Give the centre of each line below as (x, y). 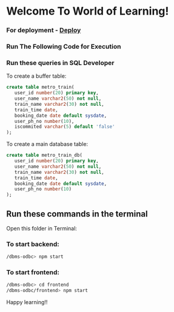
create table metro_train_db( (45, 155)
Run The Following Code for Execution (64, 47)
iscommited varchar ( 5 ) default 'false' (65, 127)
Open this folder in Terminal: (42, 229)
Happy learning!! (27, 302)
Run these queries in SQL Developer (60, 63)
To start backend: (33, 244)
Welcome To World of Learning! (88, 11)
